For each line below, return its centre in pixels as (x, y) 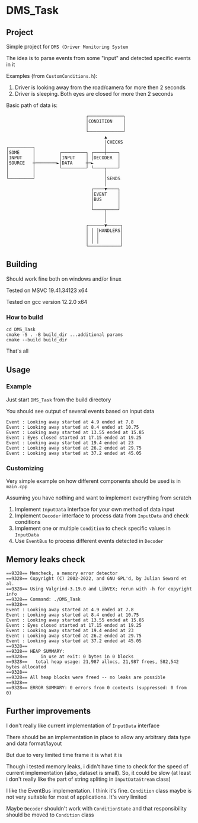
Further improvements (48, 711)
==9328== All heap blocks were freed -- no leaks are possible (86, 677)
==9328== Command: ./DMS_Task (44, 599)
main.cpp (17, 487)
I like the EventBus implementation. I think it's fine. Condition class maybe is (99, 790)
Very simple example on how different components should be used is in (93, 481)
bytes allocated (26, 667)
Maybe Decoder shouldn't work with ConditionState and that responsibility (96, 808)
